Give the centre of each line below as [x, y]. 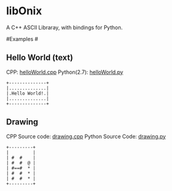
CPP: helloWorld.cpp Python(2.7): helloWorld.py [65, 72]
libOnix [24, 11]
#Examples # [22, 39]
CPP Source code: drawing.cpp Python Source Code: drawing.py [86, 136]
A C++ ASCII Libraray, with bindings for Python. [65, 27]
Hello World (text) [40, 58]
